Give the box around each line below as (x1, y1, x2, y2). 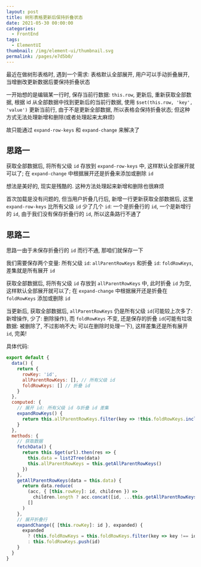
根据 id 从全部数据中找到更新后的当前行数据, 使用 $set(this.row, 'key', (14, 98, 193, 106)
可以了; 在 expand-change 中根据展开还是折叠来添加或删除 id (6, 170, 154, 177)
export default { (6, 355, 50, 361)
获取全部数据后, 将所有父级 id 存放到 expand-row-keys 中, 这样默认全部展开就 (6, 163, 195, 170)
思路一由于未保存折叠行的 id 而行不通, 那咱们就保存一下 (6, 247, 144, 254)
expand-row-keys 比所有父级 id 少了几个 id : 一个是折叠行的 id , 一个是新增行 (6, 203, 191, 210)
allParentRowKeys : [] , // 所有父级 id (22, 377, 115, 383)
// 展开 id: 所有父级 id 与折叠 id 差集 (17, 405, 109, 411)
